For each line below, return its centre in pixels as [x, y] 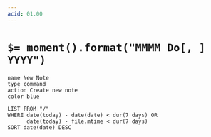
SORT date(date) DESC [40, 127]
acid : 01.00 [25, 14]
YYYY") [27, 60]
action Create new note [43, 90]
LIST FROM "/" [29, 109]
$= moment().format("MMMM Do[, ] [107, 47]
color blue [24, 97]
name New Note [29, 78]
